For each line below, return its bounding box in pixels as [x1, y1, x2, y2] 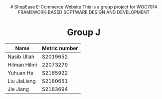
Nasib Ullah [7, 53, 35, 60]
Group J [67, 26, 101, 38]
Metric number [41, 44, 78, 51]
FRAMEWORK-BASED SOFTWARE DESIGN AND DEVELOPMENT [18, 9, 150, 15]
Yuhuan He [7, 69, 34, 76]
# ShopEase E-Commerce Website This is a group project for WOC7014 [10, 4, 158, 9]
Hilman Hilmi [7, 61, 37, 68]
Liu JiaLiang [7, 77, 36, 84]
